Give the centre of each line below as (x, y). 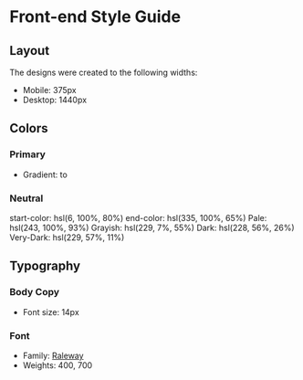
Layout (30, 51)
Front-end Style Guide (95, 17)
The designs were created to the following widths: (104, 72)
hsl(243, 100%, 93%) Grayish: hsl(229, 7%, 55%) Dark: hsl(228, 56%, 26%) (152, 227)
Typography (45, 266)
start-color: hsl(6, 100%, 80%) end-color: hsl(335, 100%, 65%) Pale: (138, 217)
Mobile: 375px (49, 90)
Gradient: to (45, 174)
